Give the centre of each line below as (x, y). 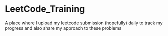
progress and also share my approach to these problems (63, 28)
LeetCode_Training (45, 9)
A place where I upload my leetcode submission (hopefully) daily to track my (84, 23)
